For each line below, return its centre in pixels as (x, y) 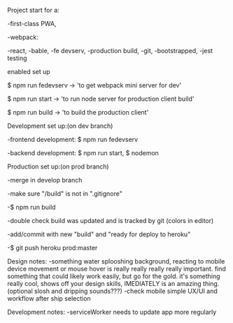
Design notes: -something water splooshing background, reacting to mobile (116, 261)
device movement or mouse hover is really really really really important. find (116, 269)
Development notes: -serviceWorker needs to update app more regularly (112, 312)
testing (17, 58)
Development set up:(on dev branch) (60, 126)
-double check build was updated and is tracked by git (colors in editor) (111, 221)
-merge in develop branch (45, 180)
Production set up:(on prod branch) (58, 166)
